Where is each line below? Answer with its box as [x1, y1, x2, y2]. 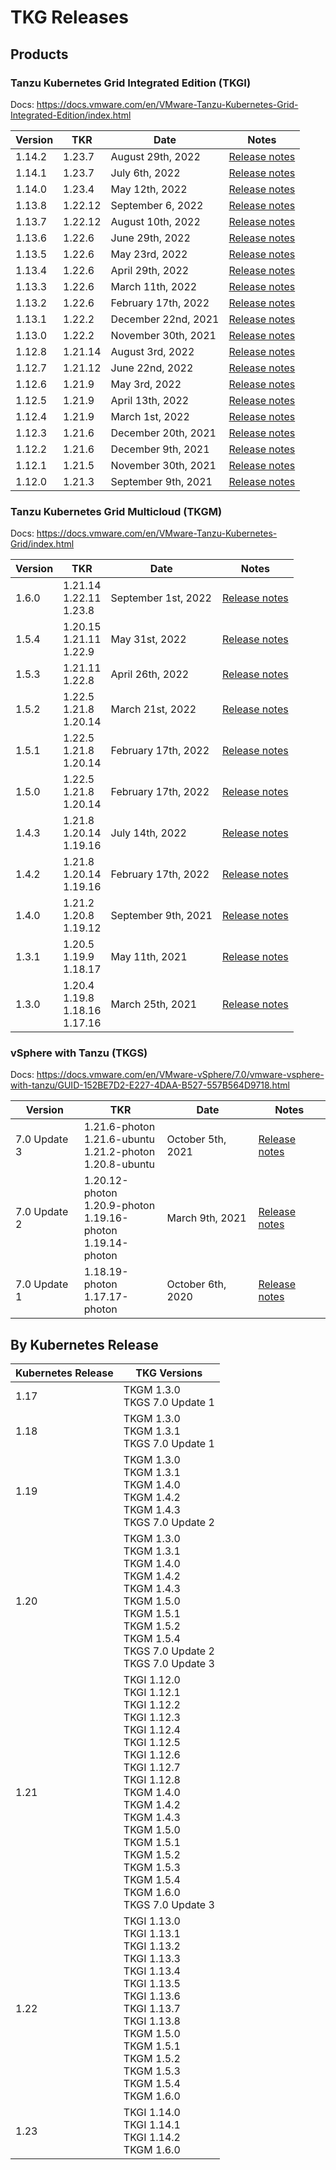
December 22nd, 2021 [110, 312, 220, 326]
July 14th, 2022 [110, 826, 187, 840]
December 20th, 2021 [110, 426, 217, 440]
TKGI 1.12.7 [123, 1761, 181, 1775]
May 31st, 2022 [110, 632, 187, 646]
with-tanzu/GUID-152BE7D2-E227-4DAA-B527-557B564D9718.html [10, 1079, 290, 1091]
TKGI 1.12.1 [123, 1686, 181, 1700]
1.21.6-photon [83, 1120, 156, 1134]
